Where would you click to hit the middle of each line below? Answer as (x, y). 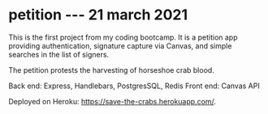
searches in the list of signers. (59, 54)
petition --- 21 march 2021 (98, 15)
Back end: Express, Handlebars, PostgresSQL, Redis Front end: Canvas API (134, 86)
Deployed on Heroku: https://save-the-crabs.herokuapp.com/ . (112, 101)
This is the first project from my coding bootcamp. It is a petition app (123, 37)
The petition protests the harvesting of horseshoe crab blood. (112, 70)
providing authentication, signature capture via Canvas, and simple (120, 45)
